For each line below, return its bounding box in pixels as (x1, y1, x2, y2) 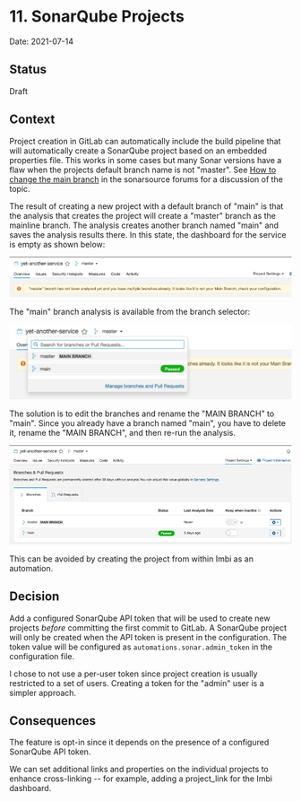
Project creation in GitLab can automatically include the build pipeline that (9, 135, 281, 146)
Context (9, 112, 56, 127)
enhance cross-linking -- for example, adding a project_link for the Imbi (9, 773, 273, 784)
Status (9, 62, 47, 77)
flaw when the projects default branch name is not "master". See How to (9, 164, 277, 175)
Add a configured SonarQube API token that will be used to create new (9, 613, 271, 623)
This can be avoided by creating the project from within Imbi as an (9, 553, 254, 564)
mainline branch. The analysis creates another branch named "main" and (9, 220, 279, 231)
